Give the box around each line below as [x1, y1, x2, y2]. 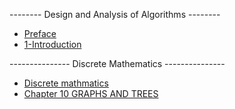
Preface [23, 28, 57, 39]
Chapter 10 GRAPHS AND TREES [23, 88, 159, 99]
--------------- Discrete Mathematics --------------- [9, 58, 226, 69]
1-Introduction [23, 39, 82, 50]
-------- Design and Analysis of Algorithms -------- [9, 9, 221, 20]
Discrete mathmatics [23, 77, 109, 89]
